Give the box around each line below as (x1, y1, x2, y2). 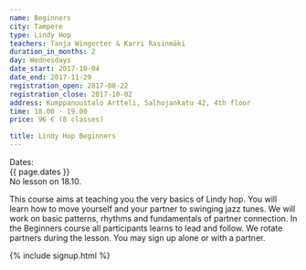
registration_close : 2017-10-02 (9, 89, 132, 99)
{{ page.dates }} (9, 166, 70, 177)
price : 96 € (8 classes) (9, 115, 104, 124)
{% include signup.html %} (9, 250, 111, 261)
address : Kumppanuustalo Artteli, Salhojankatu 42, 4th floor (9, 98, 251, 108)
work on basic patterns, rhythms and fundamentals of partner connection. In (9, 213, 298, 223)
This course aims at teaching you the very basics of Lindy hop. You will (9, 193, 278, 204)
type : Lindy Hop (9, 30, 71, 39)
